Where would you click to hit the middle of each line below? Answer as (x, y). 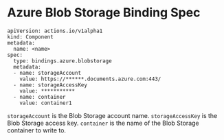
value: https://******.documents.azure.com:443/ (90, 79)
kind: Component (30, 37)
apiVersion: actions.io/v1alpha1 (55, 31)
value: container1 (46, 103)
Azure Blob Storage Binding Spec (104, 13)
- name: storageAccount (47, 73)
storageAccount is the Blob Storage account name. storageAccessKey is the (112, 115)
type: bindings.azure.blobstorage (63, 61)
